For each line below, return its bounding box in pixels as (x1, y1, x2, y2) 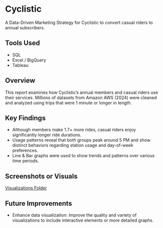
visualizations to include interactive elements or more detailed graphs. (12, 217, 154, 223)
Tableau (12, 62, 29, 68)
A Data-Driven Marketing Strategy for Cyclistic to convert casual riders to (5, 20, 153, 25)
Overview (5, 77, 36, 85)
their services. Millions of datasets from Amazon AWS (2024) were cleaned (5, 94, 157, 101)
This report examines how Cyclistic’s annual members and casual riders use (5, 89, 158, 95)
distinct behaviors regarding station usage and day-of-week (12, 143, 134, 148)
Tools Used (5, 39, 40, 47)
